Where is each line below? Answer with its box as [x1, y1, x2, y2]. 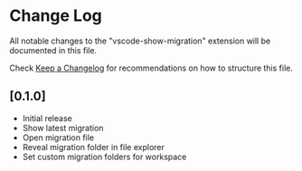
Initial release [22, 112, 72, 123]
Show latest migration [22, 122, 104, 133]
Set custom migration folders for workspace [22, 151, 187, 162]
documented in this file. [9, 44, 98, 55]
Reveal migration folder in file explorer [22, 141, 165, 152]
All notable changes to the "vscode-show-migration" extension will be [9, 35, 271, 46]
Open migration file [22, 132, 95, 143]
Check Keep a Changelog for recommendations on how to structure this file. [9, 62, 294, 73]
